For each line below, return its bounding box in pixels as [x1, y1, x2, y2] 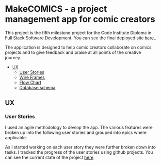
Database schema [19, 84, 56, 90]
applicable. [5, 134, 27, 140]
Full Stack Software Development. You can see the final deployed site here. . [5, 35, 157, 41]
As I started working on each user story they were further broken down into [5, 144, 156, 150]
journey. [5, 54, 21, 60]
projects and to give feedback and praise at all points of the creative [5, 49, 142, 55]
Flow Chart [19, 79, 42, 85]
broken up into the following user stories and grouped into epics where [5, 130, 147, 135]
